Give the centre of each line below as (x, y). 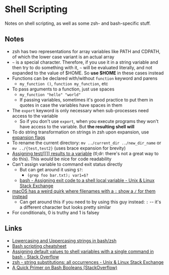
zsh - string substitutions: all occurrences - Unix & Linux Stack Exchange (88, 262)
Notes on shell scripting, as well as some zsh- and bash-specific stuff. (78, 23)
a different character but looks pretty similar (65, 207)
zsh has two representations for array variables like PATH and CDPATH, (86, 51)
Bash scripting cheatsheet (39, 246)
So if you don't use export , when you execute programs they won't (89, 121)
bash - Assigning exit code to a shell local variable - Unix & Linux (87, 180)
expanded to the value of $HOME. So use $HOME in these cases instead (88, 73)
